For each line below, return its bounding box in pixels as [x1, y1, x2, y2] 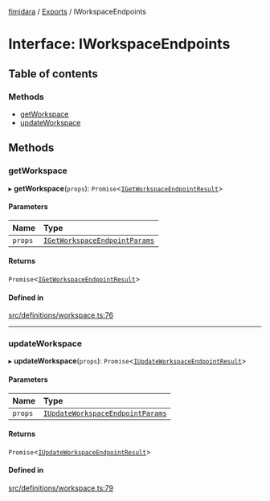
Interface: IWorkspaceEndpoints [8, 35, 231, 53]
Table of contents [8, 67, 98, 80]
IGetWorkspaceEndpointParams [43, 236, 155, 244]
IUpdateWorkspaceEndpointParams [43, 409, 167, 417]
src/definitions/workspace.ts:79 [8, 483, 114, 493]
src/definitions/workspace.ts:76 [8, 310, 114, 320]
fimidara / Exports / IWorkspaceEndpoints [8, 7, 147, 16]
